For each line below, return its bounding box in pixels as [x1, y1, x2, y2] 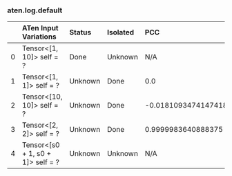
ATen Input [21, 23, 59, 33]
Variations [21, 32, 57, 41]
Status [68, 28, 92, 37]
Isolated [106, 28, 135, 37]
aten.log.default [7, 6, 63, 15]
